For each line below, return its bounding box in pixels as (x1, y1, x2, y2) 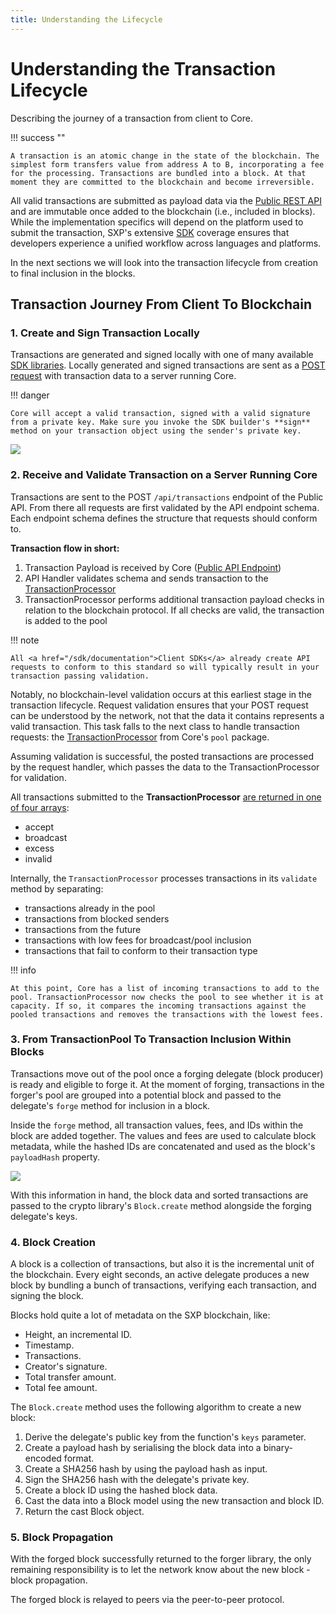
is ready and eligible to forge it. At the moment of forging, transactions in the (10, 1078, 325, 1090)
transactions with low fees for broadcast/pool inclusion (24, 934, 252, 946)
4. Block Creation (10, 1235, 97, 1249)
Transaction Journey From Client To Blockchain (10, 296, 313, 313)
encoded (24, 1452, 62, 1465)
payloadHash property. (10, 1151, 101, 1163)
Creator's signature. (24, 1361, 108, 1373)
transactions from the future (24, 923, 142, 935)
